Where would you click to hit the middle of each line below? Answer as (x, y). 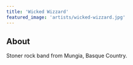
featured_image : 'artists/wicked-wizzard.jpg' (66, 17)
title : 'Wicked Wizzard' (37, 12)
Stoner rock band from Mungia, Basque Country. (67, 56)
